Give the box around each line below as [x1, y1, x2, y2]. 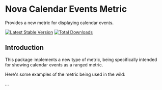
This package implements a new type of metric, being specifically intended [5, 57, 157, 62]
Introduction [5, 43, 44, 52]
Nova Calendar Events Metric [5, 3, 127, 15]
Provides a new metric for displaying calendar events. [5, 20, 114, 26]
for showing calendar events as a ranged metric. [5, 61, 103, 67]
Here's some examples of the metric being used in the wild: [5, 71, 126, 77]
